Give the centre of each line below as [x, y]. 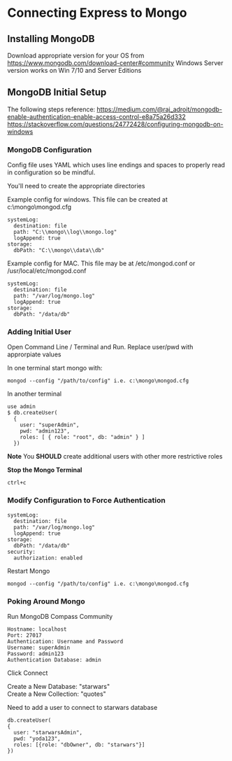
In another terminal [34, 394]
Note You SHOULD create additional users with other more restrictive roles [115, 456]
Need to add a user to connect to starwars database [82, 707]
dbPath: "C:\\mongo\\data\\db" [59, 251]
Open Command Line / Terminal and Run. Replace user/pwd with [100, 347]
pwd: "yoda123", [37, 739]
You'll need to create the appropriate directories [76, 186]
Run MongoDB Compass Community [60, 616]
